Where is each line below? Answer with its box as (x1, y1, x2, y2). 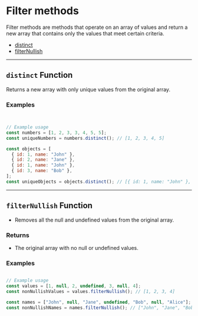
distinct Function (6, 70, 73, 80)
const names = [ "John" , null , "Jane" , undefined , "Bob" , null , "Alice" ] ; (6, 299, 192, 305)
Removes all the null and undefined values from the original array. (14, 216, 174, 223)
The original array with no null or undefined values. (14, 244, 138, 251)
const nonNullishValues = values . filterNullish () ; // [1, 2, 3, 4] (6, 288, 176, 294)
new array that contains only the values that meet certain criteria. (6, 29, 164, 37)
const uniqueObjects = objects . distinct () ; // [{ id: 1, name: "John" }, (6, 179, 192, 185)
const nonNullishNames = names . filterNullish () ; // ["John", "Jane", (6, 305, 181, 311)
